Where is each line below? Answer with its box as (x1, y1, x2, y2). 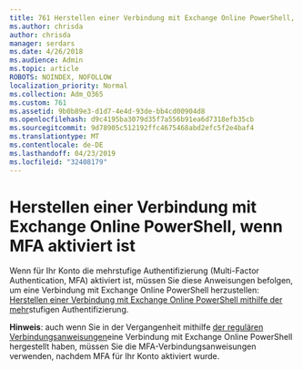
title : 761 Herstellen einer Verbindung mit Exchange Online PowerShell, (9, 13, 296, 23)
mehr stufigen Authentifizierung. (9, 304, 129, 315)
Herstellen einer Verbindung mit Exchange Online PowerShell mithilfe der (9, 294, 283, 305)
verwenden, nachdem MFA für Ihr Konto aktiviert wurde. (9, 351, 220, 362)
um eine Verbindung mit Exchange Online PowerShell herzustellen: (9, 284, 259, 296)
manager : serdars (9, 38, 76, 48)
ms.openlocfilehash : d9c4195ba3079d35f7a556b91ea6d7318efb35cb (9, 115, 255, 124)
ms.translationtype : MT (9, 132, 100, 141)
